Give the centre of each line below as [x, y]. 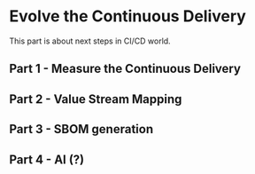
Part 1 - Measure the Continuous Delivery [125, 69]
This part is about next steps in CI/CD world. [90, 41]
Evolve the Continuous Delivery [127, 16]
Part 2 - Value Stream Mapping [96, 99]
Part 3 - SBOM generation [81, 129]
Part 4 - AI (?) [47, 159]
